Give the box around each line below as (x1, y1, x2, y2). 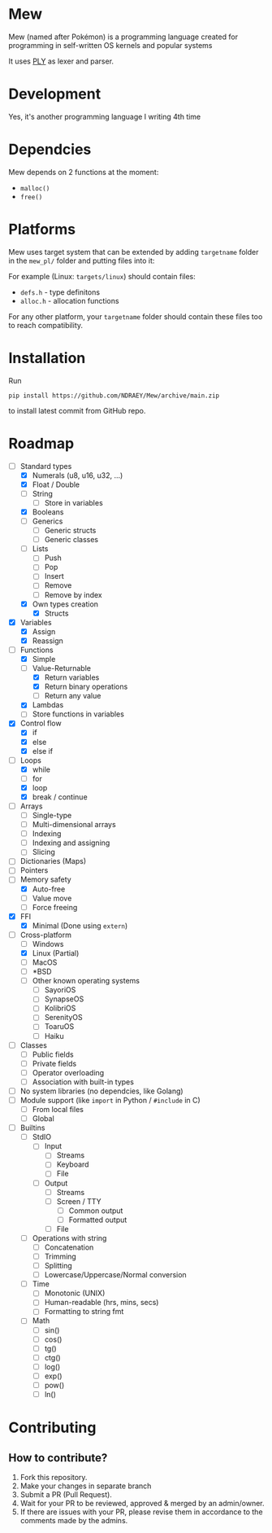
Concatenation (44, 1242, 94, 1252)
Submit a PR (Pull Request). (19, 1490, 112, 1499)
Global (32, 1114, 54, 1123)
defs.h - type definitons (19, 287, 100, 297)
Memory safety (19, 874, 71, 884)
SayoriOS (44, 985, 76, 995)
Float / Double (32, 480, 80, 489)
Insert (44, 572, 65, 581)
